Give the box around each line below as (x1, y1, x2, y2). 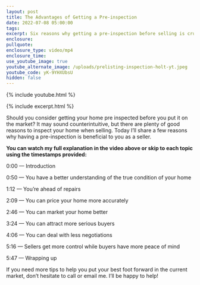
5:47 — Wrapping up (6, 255, 57, 262)
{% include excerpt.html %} (6, 103, 74, 110)
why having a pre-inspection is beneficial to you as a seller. (6, 133, 152, 140)
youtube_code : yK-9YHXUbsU (6, 69, 73, 75)
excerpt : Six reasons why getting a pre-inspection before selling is (6, 31, 185, 37)
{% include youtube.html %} (6, 91, 76, 99)
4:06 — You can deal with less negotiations (6, 232, 112, 239)
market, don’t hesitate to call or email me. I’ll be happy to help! (6, 273, 159, 280)
